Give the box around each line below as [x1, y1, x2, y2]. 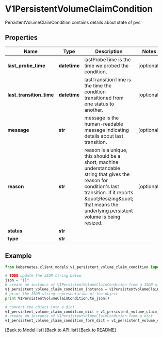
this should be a [84, 152, 121, 159]
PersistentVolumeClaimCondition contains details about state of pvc [5, 19, 141, 25]
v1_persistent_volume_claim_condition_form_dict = [5, 318, 110, 323]
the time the [84, 82, 112, 89]
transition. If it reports [84, 189, 133, 196]
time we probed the [84, 62, 129, 69]
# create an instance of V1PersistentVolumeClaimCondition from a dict [5, 314, 153, 319]
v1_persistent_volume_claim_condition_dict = [5, 309, 98, 314]
